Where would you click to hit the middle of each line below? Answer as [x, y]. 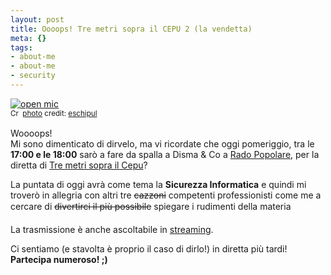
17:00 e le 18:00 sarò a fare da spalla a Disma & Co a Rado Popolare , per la [165, 154]
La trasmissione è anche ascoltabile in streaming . [112, 229]
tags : [21, 47]
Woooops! [31, 133]
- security [33, 76]
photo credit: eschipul [60, 114]
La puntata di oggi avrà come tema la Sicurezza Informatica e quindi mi [158, 184]
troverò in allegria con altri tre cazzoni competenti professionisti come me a [166, 195]
